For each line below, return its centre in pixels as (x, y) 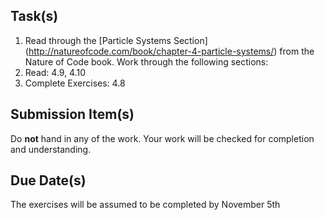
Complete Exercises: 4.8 (75, 83)
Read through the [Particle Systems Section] (116, 40)
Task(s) (34, 16)
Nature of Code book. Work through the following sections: (146, 61)
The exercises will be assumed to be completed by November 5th (145, 205)
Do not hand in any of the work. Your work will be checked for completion (162, 138)
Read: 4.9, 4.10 (55, 72)
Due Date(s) (48, 180)
